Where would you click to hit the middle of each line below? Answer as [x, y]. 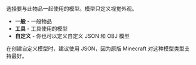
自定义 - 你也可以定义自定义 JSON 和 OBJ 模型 [72, 36]
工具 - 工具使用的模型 [41, 29]
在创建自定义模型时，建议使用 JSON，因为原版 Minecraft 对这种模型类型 [95, 48]
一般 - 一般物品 [33, 21]
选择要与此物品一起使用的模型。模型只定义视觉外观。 [72, 9]
